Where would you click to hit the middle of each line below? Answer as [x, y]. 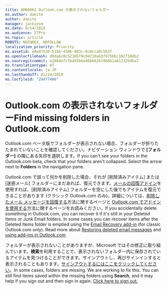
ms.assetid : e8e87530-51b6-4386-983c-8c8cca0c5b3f [59, 51]
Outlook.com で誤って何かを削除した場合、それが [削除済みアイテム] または [83, 177]
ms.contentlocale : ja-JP [31, 70]
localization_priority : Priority [40, 47]
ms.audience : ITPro [25, 33]
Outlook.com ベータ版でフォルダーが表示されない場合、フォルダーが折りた [82, 143]
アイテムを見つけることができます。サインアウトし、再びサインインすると [85, 258]
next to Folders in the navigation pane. [45, 166]
